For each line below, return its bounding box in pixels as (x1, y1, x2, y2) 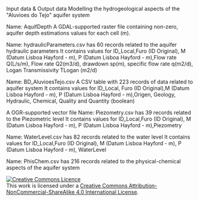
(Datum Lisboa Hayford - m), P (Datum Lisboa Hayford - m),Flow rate (6, 54, 177, 61)
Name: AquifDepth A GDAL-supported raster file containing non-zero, (6, 23, 179, 30)
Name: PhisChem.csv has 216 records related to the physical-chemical (6, 158, 181, 164)
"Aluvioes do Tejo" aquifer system (6, 11, 90, 19)
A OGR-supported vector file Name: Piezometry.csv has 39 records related (6, 109, 191, 116)
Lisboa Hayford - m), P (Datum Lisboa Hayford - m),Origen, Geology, (6, 91, 176, 98)
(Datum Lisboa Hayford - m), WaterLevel (6, 146, 107, 153)
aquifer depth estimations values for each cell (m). (6, 29, 131, 37)
